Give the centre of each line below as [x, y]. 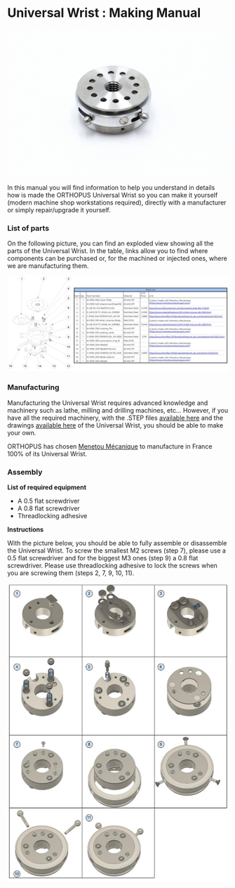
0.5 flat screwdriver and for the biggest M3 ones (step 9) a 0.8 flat [103, 558]
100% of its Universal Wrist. [47, 453]
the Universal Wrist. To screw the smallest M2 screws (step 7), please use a [117, 551]
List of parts [28, 228]
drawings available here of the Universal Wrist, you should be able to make [115, 425]
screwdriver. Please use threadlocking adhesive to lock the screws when [112, 566]
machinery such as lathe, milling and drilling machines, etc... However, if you [118, 410]
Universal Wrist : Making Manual [104, 13]
